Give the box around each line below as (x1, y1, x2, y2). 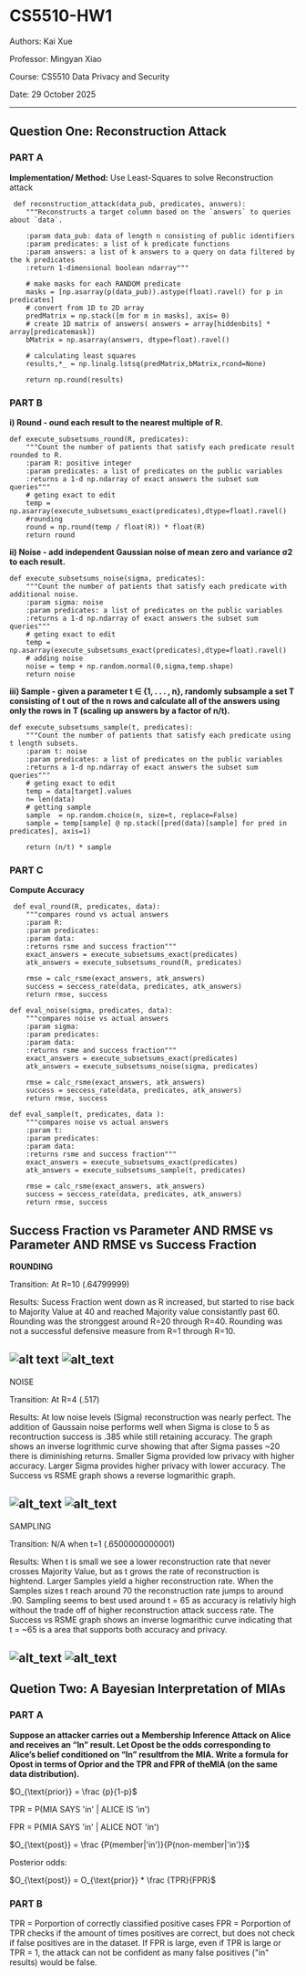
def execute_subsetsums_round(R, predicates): (9, 435, 189, 444)
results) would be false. (9, 1957, 97, 1968)
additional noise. (9, 590, 79, 599)
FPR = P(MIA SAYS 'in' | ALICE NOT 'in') (9, 1821, 159, 1832)
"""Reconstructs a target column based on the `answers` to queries (25, 207, 291, 216)
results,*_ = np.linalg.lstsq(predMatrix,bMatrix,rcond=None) (25, 359, 267, 368)
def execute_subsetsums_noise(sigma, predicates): (9, 573, 206, 583)
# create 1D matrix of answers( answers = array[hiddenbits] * (25, 319, 271, 329)
